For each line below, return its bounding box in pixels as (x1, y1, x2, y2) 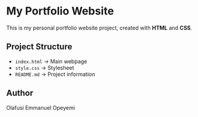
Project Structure (6, 42, 72, 52)
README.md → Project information (14, 71, 95, 78)
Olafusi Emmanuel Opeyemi (6, 104, 75, 111)
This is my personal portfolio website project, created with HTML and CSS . (6, 24, 193, 31)
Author (6, 88, 33, 98)
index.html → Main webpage (14, 57, 88, 65)
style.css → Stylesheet (14, 64, 74, 71)
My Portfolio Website (6, 4, 114, 18)
